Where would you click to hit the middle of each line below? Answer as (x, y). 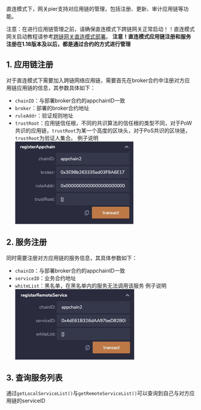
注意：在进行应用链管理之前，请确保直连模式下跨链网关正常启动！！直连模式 (100, 29)
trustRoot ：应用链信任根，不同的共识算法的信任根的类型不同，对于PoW (103, 123)
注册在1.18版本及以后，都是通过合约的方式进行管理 (68, 44)
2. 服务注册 (27, 242)
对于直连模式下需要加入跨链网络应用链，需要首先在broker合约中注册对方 (95, 80)
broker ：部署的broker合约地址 (52, 108)
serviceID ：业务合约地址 (45, 278)
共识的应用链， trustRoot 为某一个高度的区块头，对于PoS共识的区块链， (103, 130)
